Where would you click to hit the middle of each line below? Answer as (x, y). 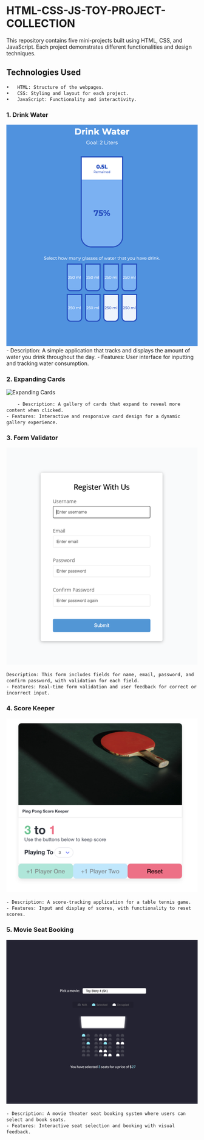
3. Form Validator (32, 438)
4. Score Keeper (30, 708)
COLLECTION (41, 23)
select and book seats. (36, 1120)
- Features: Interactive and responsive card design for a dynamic (93, 417)
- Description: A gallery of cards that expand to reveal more (99, 404)
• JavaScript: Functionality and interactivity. (72, 99)
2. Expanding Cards (36, 379)
